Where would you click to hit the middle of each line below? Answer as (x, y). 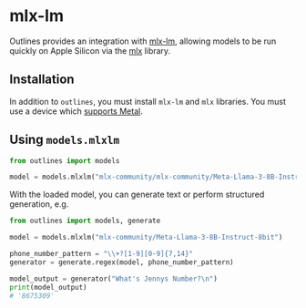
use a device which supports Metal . (76, 111)
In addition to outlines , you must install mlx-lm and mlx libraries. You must (148, 101)
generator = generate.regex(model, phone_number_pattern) (122, 262)
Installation (42, 80)
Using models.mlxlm (65, 140)
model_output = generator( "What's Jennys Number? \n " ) (114, 279)
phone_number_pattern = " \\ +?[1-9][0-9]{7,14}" (102, 254)
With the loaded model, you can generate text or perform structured (137, 195)
